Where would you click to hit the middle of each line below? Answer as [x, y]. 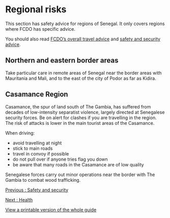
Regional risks [36, 9]
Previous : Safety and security [37, 190]
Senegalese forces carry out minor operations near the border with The [80, 175]
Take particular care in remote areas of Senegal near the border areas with [83, 73]
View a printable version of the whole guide [51, 210]
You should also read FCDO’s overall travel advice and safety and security [83, 39]
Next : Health [19, 200]
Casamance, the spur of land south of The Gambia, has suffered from [78, 106]
